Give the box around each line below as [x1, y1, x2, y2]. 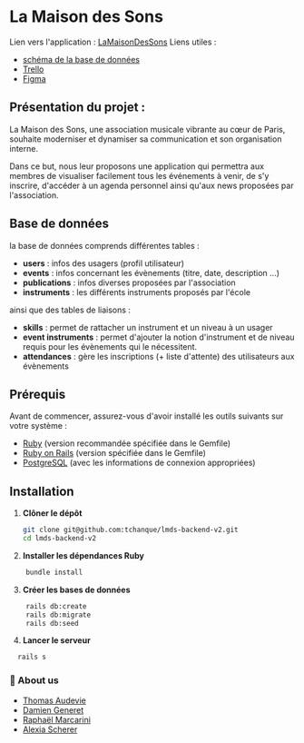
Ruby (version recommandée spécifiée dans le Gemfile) [22, 438, 231, 449]
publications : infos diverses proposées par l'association [22, 277, 236, 288]
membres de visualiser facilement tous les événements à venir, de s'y [9, 170, 270, 181]
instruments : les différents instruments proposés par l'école [22, 286, 251, 297]
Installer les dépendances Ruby [22, 550, 145, 560]
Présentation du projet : [9, 100, 146, 115]
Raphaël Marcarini [22, 714, 91, 725]
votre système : [9, 421, 68, 431]
